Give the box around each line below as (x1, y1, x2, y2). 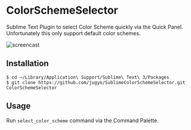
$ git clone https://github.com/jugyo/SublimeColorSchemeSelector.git (6, 79, 186, 85)
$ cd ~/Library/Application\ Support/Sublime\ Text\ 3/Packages (6, 74, 170, 81)
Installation (6, 58, 49, 69)
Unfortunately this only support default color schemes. (6, 29, 141, 36)
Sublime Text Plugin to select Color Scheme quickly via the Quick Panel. (6, 23, 183, 30)
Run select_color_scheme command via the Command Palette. (6, 117, 159, 124)
